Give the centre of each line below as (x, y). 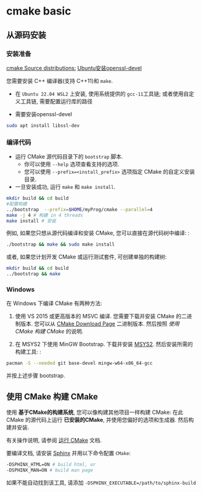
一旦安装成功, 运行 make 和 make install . (65, 187)
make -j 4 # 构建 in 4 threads (45, 215)
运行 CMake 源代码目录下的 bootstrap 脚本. (69, 157)
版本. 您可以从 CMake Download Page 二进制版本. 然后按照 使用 (100, 324)
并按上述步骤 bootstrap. (36, 376)
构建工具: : (28, 352)
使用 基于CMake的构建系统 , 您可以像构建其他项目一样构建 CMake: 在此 (95, 412)
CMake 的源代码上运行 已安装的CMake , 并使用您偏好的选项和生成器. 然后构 (100, 420)
